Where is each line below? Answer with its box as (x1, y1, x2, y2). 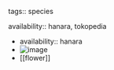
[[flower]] (19, 54, 51, 62)
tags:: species (8, 7, 53, 16)
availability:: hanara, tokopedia (8, 22, 107, 30)
